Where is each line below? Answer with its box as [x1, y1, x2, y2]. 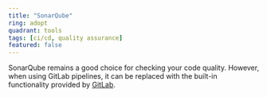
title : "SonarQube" [8, 11, 73, 20]
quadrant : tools [8, 26, 62, 34]
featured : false [8, 41, 62, 49]
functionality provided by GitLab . [8, 80, 116, 90]
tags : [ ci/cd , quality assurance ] [8, 33, 124, 42]
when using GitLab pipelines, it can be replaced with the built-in [8, 72, 218, 81]
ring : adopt [8, 19, 48, 27]
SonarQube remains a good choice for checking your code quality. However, [8, 63, 260, 72]
